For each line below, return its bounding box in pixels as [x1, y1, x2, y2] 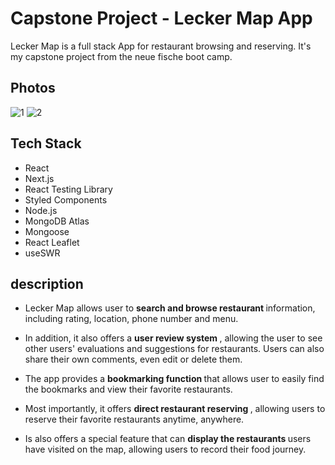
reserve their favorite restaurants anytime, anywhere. [24, 413, 245, 426]
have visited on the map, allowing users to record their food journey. [24, 443, 307, 456]
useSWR [24, 247, 61, 259]
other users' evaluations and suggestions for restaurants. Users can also [24, 343, 325, 355]
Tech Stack [10, 135, 82, 152]
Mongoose [24, 225, 70, 237]
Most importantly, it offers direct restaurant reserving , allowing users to [24, 403, 326, 415]
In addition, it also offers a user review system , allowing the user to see [24, 332, 323, 344]
